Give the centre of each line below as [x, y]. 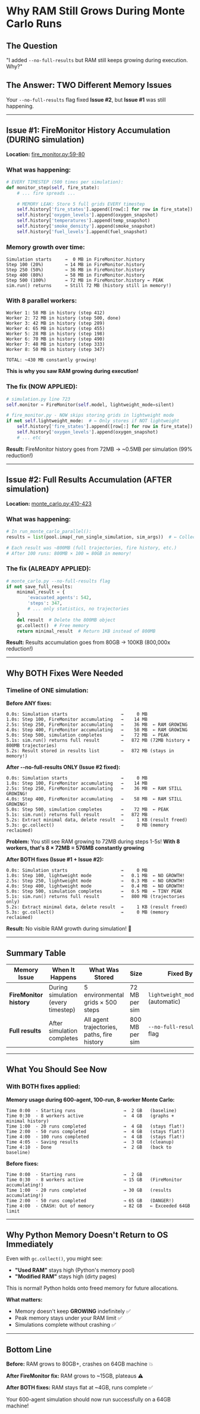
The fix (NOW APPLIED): [42, 387]
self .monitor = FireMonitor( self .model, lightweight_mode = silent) [90, 405]
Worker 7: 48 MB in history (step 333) [56, 344]
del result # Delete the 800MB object [66, 620]
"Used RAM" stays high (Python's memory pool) [75, 1270]
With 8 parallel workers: [42, 301]
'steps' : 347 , [45, 603]
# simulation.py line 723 [38, 399]
